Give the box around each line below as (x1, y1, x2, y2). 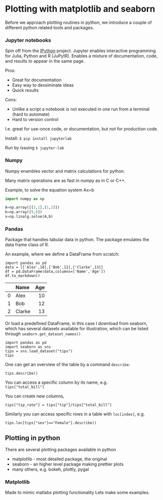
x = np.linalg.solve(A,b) (5, 214, 54, 219)
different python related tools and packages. (5, 24, 94, 30)
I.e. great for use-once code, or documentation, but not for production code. (5, 126, 158, 132)
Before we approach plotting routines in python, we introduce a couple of (5, 19, 152, 25)
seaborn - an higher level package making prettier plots (12, 461, 124, 467)
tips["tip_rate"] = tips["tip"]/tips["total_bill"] (5, 403, 112, 408)
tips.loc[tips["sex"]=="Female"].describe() (5, 421, 97, 426)
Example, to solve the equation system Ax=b (5, 187, 94, 193)
